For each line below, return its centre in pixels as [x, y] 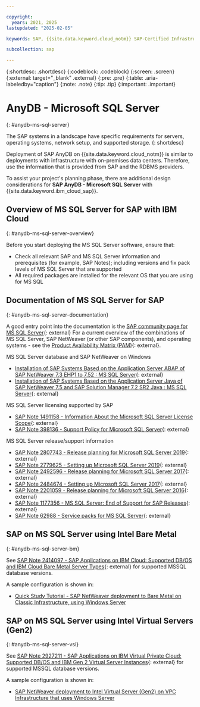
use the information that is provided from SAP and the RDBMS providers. [95, 167]
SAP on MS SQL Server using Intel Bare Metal [92, 534]
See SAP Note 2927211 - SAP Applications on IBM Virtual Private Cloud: [94, 656]
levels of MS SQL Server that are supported [68, 269]
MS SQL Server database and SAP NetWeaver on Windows [79, 356]
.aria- [151, 78]
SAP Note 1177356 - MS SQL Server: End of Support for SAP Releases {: [102, 503]
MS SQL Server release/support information [60, 440]
